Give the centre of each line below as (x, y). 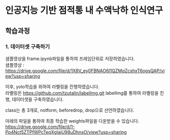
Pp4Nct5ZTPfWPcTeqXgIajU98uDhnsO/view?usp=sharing (66, 132)
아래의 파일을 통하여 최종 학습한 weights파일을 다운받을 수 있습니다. (72, 121)
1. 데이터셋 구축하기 (28, 46)
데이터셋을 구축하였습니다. (38, 99)
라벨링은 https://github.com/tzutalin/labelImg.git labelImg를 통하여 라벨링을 (82, 93)
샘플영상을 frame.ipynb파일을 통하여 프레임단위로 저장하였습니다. (70, 59)
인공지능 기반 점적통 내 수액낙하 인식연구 (84, 10)
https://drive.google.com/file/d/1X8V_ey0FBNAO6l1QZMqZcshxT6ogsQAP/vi (85, 71)
